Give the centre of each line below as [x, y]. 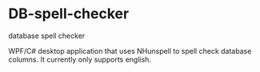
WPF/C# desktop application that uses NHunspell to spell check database [130, 51]
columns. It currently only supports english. [80, 59]
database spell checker [47, 36]
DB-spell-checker [69, 14]
